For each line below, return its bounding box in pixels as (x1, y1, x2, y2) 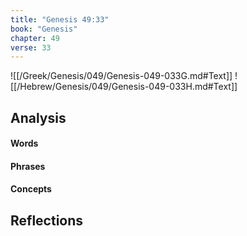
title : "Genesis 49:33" (10, 14, 110, 25)
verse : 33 (10, 42, 52, 53)
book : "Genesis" (10, 24, 78, 34)
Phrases (10, 160, 46, 172)
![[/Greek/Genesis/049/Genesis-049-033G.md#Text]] (10, 70, 233, 82)
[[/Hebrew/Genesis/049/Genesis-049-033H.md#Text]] (10, 81, 238, 93)
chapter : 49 (10, 33, 60, 43)
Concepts (10, 183, 52, 195)
